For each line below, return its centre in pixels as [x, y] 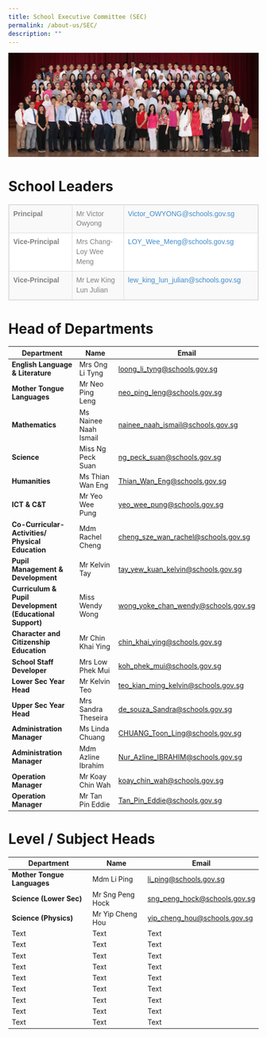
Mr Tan [91, 796]
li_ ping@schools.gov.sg [186, 879]
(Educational [33, 615]
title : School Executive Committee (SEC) [78, 17]
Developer [29, 670]
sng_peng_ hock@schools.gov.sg [201, 899]
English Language [42, 365]
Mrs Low [93, 662]
